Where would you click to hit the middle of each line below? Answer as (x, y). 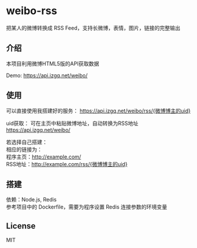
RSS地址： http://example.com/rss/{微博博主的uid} (67, 164)
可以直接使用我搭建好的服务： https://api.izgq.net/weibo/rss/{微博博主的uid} (98, 111)
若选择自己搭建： (27, 142)
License (21, 226)
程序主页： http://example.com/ (44, 157)
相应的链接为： (24, 149)
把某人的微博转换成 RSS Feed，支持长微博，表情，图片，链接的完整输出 (93, 28)
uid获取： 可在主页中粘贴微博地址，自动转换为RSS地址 (72, 123)
